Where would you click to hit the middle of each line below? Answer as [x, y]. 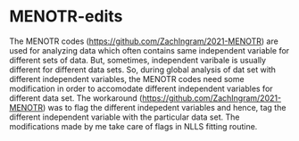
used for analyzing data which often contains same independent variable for [149, 50]
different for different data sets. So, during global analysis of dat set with [143, 70]
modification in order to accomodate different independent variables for [141, 88]
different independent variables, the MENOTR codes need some [127, 79]
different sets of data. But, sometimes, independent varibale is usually [137, 60]
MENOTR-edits [66, 17]
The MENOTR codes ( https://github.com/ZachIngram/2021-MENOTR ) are [144, 41]
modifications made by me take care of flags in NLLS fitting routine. [133, 126]
